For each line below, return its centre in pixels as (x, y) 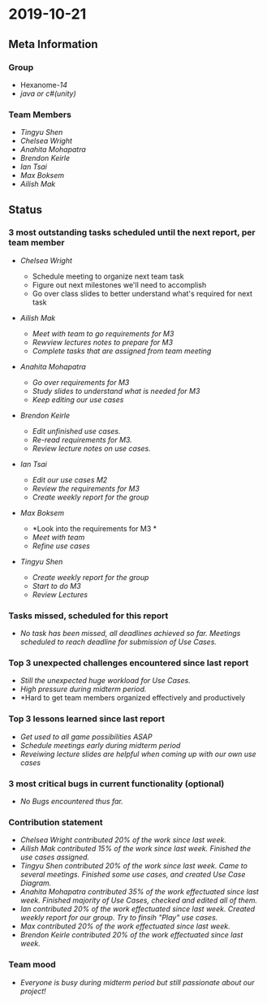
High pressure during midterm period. (83, 689)
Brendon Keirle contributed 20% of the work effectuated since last (131, 935)
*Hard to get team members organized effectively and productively (133, 698)
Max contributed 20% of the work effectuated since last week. (125, 926)
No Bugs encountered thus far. (71, 802)
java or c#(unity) (48, 93)
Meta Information (54, 44)
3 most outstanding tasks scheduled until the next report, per (132, 232)
